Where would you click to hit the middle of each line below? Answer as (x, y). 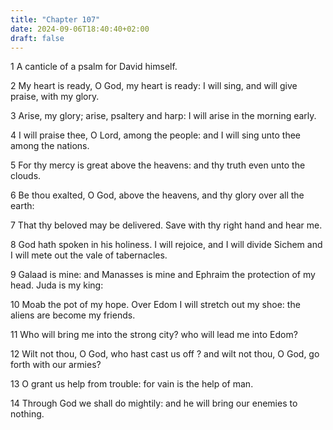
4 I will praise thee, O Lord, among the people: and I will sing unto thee (156, 135)
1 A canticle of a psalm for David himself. (94, 67)
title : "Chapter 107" (55, 19)
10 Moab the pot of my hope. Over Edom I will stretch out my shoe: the (155, 305)
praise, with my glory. (55, 97)
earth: (22, 206)
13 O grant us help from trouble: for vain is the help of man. (132, 384)
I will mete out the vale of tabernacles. (89, 255)
